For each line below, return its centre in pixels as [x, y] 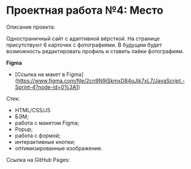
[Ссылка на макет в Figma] [49, 74]
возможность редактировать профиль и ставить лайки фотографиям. [95, 51]
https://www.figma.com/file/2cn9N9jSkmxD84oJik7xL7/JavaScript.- [101, 81]
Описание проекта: [31, 27]
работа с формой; [38, 136]
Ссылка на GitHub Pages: [38, 159]
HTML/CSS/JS [33, 110]
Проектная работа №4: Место [85, 10]
